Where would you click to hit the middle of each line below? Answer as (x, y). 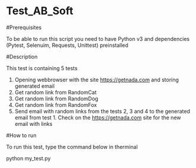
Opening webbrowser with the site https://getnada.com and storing (97, 80)
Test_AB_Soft (40, 11)
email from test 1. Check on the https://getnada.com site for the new (98, 118)
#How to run (21, 135)
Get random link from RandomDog (57, 99)
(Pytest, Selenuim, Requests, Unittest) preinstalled (67, 45)
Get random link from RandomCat (55, 92)
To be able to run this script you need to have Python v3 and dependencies (98, 39)
